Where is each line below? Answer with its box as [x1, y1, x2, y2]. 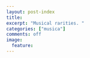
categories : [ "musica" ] [6, 25, 66, 32]
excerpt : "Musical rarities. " [6, 20, 85, 26]
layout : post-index [6, 8, 55, 15]
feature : [11, 43, 34, 49]
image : [6, 37, 23, 43]
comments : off [6, 31, 42, 37]
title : [6, 14, 23, 21]
